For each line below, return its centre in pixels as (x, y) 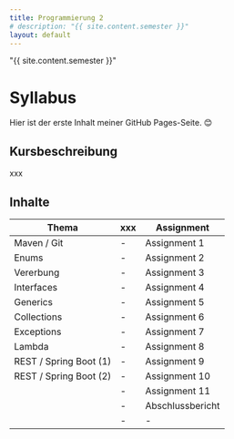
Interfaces (36, 287)
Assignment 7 (175, 332)
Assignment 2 (175, 258)
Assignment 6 (175, 317)
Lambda (31, 346)
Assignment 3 (175, 272)
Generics (33, 301)
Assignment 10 (178, 376)
